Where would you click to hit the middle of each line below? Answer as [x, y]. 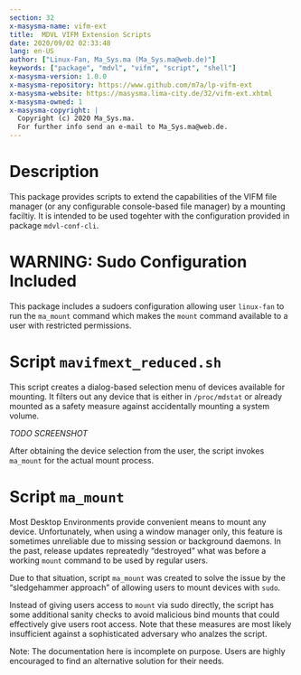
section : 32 [32, 18]
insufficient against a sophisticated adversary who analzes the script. [138, 633]
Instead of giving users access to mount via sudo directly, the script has [141, 605]
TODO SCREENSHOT [49, 433]
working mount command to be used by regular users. [109, 560]
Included [43, 281]
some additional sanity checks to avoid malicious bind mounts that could [145, 614]
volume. [24, 416]
